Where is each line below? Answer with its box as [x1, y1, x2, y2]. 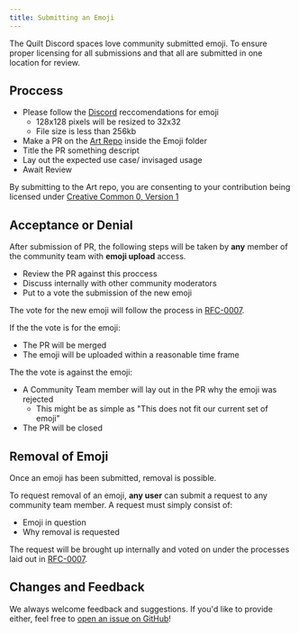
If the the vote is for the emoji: [9, 322, 122, 333]
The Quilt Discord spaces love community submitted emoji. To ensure [9, 38, 267, 49]
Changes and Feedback [9, 580, 146, 595]
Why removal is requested [22, 527, 120, 538]
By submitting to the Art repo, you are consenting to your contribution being [9, 182, 291, 193]
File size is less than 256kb [35, 126, 137, 137]
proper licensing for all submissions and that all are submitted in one [9, 47, 263, 59]
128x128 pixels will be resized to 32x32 [35, 116, 182, 127]
